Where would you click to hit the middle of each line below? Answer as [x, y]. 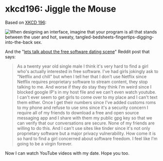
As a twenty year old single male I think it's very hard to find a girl [82, 66]
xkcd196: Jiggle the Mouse [61, 9]
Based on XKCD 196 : [26, 22]
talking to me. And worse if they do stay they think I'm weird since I [84, 87]
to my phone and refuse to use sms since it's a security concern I [82, 107]
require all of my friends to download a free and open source [78, 112]
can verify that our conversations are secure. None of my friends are [86, 123]
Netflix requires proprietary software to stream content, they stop [82, 82]
